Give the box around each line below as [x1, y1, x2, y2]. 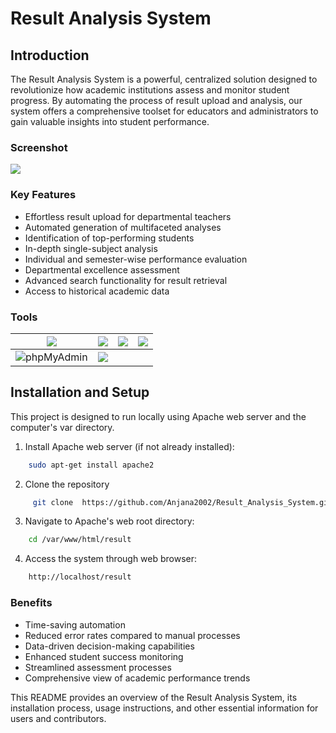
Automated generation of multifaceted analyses [24, 221, 222, 233]
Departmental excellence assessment [24, 263, 180, 276]
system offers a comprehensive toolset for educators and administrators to [10, 105, 319, 117]
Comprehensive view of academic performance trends [24, 672, 251, 684]
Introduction [10, 47, 90, 64]
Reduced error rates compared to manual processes [24, 629, 241, 641]
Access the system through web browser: [24, 553, 198, 565]
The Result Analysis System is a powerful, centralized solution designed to [10, 73, 318, 85]
